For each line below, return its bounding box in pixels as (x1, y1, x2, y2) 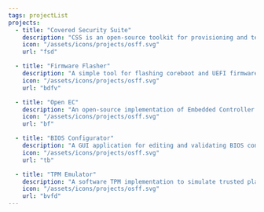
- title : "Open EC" (15, 98, 79, 106)
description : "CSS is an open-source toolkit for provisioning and (22, 33, 247, 42)
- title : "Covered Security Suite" (15, 26, 132, 34)
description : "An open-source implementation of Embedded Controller (22, 105, 255, 114)
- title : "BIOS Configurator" (15, 134, 114, 142)
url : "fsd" (22, 48, 58, 56)
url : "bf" (22, 120, 55, 128)
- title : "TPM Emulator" (15, 170, 97, 178)
